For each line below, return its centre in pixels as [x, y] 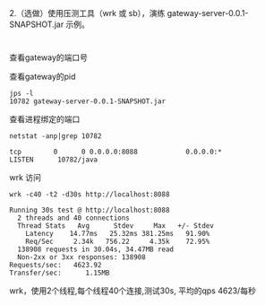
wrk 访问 [26, 178]
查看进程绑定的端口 [45, 119]
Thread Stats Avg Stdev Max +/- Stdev [116, 226]
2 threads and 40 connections [73, 218]
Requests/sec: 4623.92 [56, 266]
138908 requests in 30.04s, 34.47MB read [96, 249]
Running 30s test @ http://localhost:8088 [90, 210]
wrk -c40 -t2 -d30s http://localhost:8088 [90, 195]
